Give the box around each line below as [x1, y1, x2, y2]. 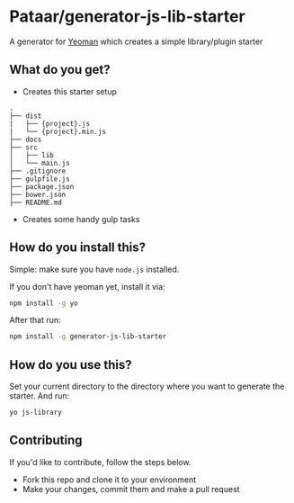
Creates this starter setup [22, 85, 117, 96]
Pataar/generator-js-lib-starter [9, 6, 245, 27]
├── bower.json [9, 190, 67, 199]
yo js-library [9, 408, 63, 418]
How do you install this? [9, 240, 147, 256]
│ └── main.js [9, 158, 70, 167]
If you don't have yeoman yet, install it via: [9, 281, 165, 292]
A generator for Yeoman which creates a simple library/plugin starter [9, 36, 263, 47]
